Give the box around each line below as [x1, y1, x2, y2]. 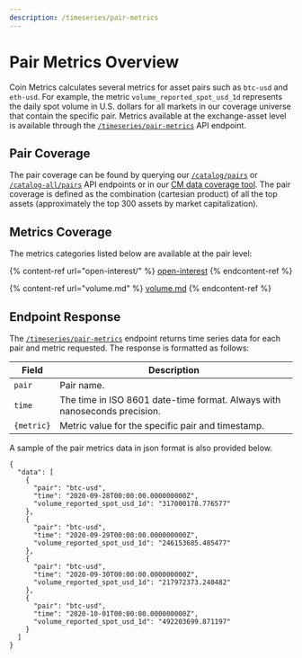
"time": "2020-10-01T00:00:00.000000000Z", [32, 609, 200, 618]
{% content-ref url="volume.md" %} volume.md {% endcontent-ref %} [9, 283, 272, 294]
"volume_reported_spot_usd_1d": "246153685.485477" [32, 538, 231, 547]
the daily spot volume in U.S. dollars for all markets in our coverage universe [9, 101, 292, 111]
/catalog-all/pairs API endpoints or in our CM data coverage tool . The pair [9, 179, 291, 190]
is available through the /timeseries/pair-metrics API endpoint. [9, 120, 247, 130]
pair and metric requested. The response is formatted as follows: [9, 342, 250, 353]
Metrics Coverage [9, 224, 112, 239]
